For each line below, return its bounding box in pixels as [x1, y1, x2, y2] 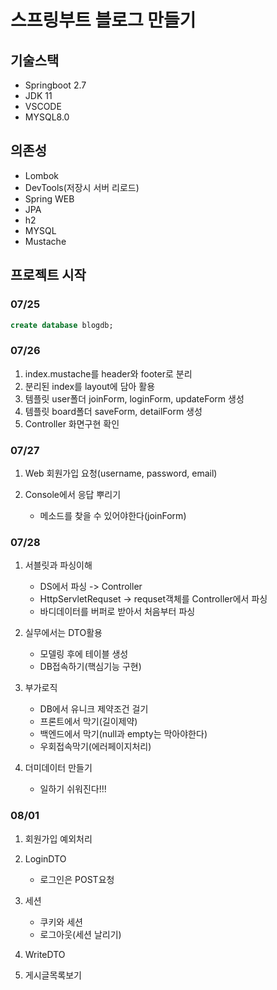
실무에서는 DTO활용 [24, 627, 103, 639]
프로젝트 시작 [10, 267, 87, 284]
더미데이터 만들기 [24, 762, 93, 774]
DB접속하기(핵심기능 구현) [39, 661, 142, 673]
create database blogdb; [10, 320, 114, 330]
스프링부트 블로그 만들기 [10, 9, 197, 32]
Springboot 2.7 [24, 79, 87, 91]
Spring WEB [24, 192, 75, 205]
